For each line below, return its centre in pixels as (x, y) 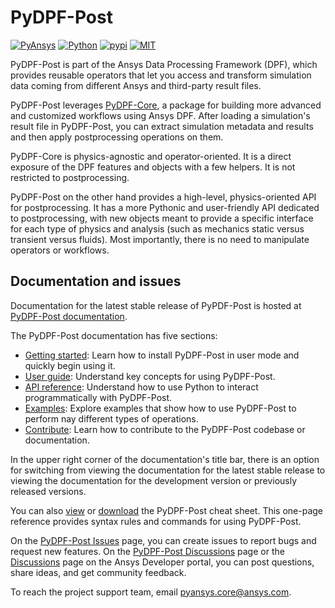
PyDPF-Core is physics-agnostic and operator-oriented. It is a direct (151, 156)
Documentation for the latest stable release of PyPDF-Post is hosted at (156, 305)
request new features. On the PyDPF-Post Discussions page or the (147, 551)
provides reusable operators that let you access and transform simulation (161, 75)
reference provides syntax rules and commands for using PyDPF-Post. (156, 521)
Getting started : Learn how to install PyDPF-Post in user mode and (162, 355)
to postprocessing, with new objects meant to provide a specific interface (162, 218)
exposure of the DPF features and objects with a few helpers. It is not (153, 167)
